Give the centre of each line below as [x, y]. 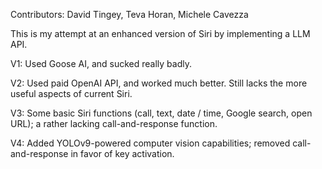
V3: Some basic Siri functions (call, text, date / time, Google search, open [161, 113]
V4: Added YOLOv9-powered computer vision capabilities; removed [150, 143]
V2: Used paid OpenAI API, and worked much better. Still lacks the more [159, 83]
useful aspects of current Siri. [71, 93]
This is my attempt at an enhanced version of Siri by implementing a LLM [160, 33]
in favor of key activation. [122, 153]
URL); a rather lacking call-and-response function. [114, 123]
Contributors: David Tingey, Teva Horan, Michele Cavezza [129, 14]
